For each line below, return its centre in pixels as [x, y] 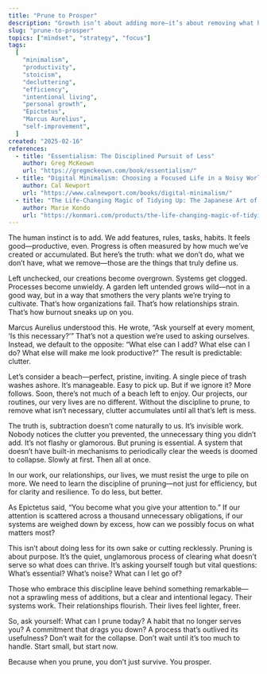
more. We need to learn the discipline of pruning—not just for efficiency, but [133, 484]
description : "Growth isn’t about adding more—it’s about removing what [131, 23]
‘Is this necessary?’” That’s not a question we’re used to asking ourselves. [129, 336]
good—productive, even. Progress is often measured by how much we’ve [128, 246]
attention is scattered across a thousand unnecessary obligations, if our [126, 516]
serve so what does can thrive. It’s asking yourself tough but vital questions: [133, 565]
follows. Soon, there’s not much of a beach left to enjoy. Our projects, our [128, 393]
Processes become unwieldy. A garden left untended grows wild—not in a [129, 287]
